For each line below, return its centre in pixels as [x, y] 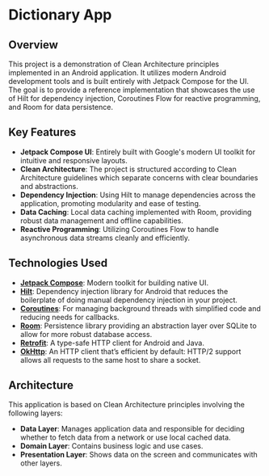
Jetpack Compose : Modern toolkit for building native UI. [114, 282]
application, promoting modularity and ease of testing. [110, 203]
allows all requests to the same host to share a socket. [110, 360]
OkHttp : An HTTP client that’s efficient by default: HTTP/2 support [130, 351]
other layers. [41, 463]
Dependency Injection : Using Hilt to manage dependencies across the [138, 195]
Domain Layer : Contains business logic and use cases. [111, 446]
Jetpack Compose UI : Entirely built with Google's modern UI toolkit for [138, 152]
